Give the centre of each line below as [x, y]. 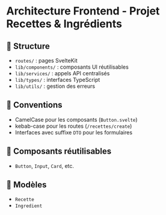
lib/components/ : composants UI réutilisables [72, 67]
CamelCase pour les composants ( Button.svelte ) [76, 119]
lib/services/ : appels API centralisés [62, 73]
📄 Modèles [26, 185]
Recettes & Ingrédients [64, 24]
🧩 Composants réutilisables [59, 151]
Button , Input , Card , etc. [44, 166]
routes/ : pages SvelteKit [46, 61]
